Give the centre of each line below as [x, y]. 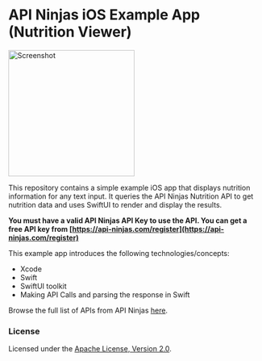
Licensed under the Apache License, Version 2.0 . [90, 349]
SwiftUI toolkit [43, 286]
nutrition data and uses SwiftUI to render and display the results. [115, 204]
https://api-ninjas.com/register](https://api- [148, 229]
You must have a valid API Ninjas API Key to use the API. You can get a [128, 220]
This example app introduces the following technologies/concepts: [119, 253]
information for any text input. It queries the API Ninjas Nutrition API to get [131, 196]
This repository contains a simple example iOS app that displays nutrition [129, 187]
